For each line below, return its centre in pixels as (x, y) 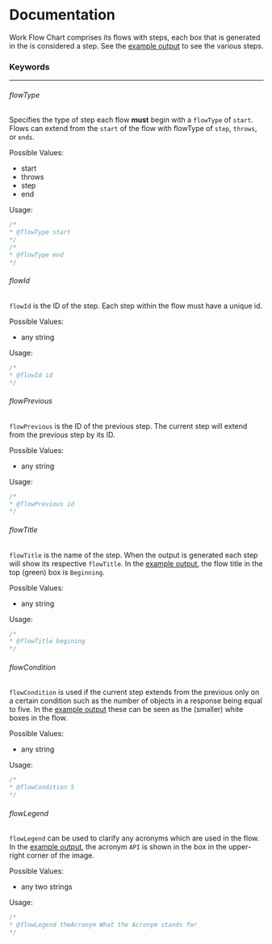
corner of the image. (61, 856)
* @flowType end (36, 255)
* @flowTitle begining (47, 641)
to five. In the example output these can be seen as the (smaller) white (126, 709)
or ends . (22, 137)
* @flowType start (40, 232)
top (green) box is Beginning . (57, 572)
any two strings (46, 887)
